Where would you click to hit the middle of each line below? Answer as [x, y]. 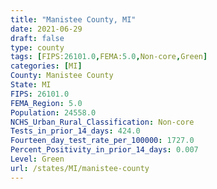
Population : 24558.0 [53, 112]
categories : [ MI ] [46, 66]
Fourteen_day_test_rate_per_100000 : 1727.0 [102, 141]
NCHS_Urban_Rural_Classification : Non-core [102, 122]
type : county [37, 47]
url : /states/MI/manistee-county [80, 168]
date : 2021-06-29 [46, 29]
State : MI [31, 85]
